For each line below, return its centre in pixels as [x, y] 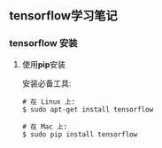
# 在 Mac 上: [45, 127]
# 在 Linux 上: [49, 101]
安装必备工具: [46, 83]
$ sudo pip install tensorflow [80, 134]
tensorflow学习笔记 [63, 16]
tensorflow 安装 [43, 43]
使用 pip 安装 [44, 64]
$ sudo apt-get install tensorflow [88, 109]
